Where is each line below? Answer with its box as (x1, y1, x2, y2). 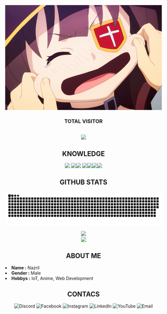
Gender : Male (11, 270, 41, 276)
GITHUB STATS (59, 178, 108, 186)
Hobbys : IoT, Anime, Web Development (11, 276, 93, 282)
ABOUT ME (66, 252, 101, 260)
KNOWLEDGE (62, 149, 105, 158)
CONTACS (67, 290, 100, 299)
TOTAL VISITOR (64, 117, 103, 124)
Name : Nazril (11, 265, 40, 271)
